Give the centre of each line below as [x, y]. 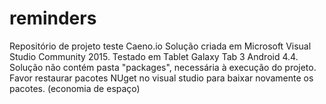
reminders [53, 18]
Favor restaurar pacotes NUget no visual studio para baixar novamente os [161, 78]
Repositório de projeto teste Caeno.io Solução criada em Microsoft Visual [160, 46]
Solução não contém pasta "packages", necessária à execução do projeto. [163, 67]
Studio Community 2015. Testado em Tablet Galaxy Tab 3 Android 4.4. [154, 56]
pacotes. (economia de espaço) [75, 88]
